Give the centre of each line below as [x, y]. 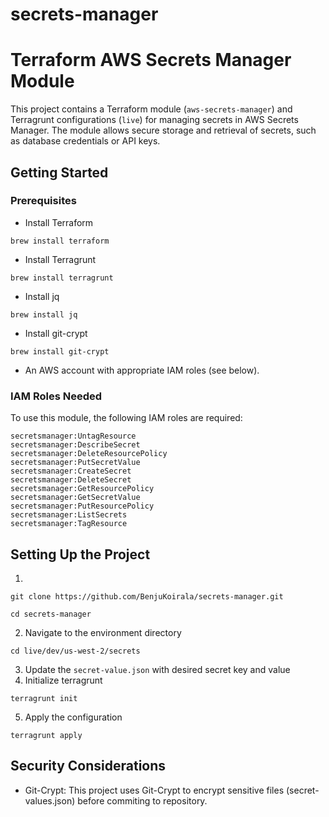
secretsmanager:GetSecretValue [75, 498]
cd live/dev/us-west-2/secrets [75, 651]
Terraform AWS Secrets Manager [151, 60]
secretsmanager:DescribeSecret [75, 445]
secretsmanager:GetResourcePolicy [82, 489]
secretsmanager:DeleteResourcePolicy [89, 454]
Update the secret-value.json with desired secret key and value [157, 669]
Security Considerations [88, 766]
